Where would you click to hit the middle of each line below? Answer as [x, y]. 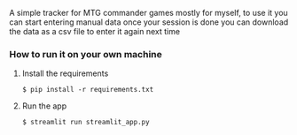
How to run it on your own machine [86, 54]
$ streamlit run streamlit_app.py [86, 123]
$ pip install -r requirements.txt [88, 90]
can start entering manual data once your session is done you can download [149, 22]
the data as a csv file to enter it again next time [94, 31]
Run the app [44, 106]
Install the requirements [65, 73]
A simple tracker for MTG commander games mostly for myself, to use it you [148, 13]
